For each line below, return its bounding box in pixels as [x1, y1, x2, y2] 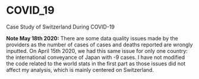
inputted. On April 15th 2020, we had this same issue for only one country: [6, 47, 188, 54]
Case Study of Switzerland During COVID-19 [6, 23, 115, 30]
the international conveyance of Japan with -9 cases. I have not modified [6, 53, 185, 61]
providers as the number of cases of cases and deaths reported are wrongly [6, 41, 193, 48]
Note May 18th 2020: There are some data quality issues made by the [6, 34, 178, 42]
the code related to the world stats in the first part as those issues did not [6, 60, 186, 67]
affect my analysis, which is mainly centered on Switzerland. [6, 66, 154, 73]
